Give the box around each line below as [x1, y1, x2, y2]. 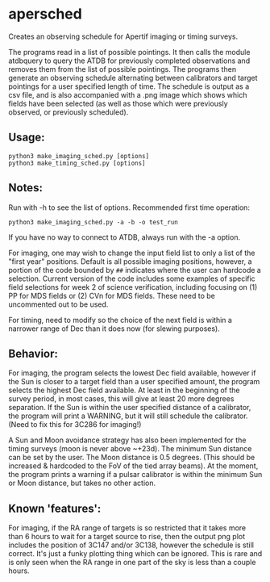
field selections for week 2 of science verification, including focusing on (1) [8, 282, 258, 291]
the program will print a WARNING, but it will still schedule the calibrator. [8, 411, 248, 421]
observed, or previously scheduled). [8, 107, 129, 117]
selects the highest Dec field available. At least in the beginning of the [8, 385, 240, 396]
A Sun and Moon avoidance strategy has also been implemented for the [8, 435, 247, 445]
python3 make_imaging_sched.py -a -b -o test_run [8, 218, 179, 226]
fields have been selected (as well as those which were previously [8, 98, 228, 108]
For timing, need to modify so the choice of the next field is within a [8, 315, 232, 324]
